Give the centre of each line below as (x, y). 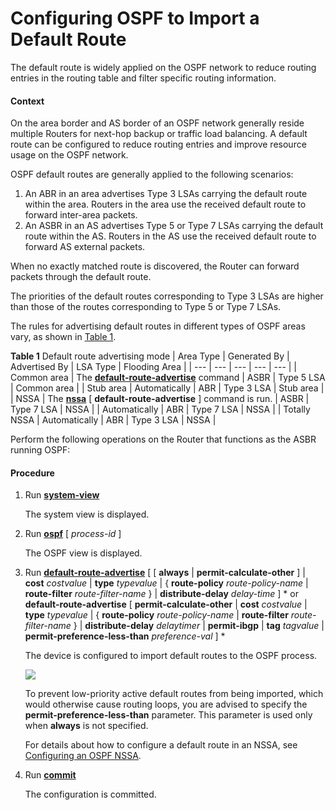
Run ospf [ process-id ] (73, 534)
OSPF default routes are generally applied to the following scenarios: (152, 174)
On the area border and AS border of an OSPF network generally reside (157, 123)
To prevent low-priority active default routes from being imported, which (174, 694)
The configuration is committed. (90, 794)
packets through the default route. (81, 277)
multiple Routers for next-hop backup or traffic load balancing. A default (159, 134)
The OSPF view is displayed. (83, 553)
